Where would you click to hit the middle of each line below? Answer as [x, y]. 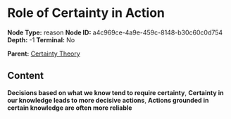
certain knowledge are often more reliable [70, 108]
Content [26, 76]
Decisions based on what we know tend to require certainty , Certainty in [115, 92]
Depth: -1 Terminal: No [41, 39]
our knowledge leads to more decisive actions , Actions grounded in [108, 100]
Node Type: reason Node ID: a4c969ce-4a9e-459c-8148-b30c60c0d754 [115, 32]
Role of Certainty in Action [86, 13]
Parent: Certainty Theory [44, 54]
